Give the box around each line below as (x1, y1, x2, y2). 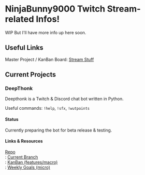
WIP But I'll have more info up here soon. (5, 29, 87, 35)
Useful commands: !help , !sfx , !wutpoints (5, 105, 90, 111)
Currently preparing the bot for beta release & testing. (5, 127, 112, 133)
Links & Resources (5, 138, 43, 144)
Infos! (36, 14, 60, 25)
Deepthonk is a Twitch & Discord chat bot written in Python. (5, 96, 124, 102)
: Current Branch (5, 154, 38, 160)
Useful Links (5, 44, 43, 52)
